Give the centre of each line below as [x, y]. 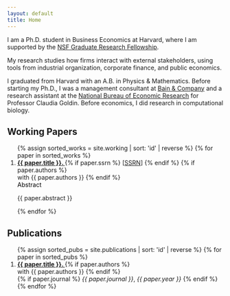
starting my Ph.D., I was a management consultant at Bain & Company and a [115, 88]
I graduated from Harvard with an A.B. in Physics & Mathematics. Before [109, 81]
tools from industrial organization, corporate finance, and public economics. [114, 67]
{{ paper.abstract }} [45, 198]
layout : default [30, 13]
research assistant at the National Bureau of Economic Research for [103, 95]
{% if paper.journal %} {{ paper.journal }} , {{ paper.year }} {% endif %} [117, 279]
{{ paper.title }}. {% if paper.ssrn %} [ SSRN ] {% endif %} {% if [106, 163]
